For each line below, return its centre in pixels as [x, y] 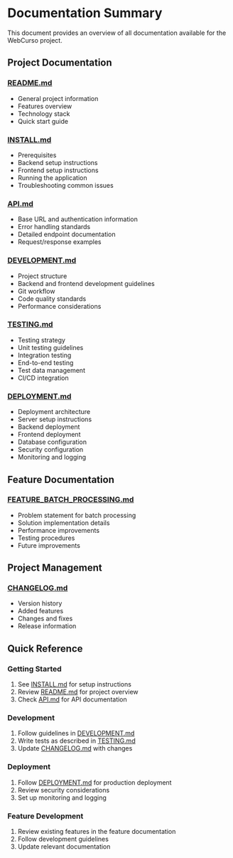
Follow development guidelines [63, 839]
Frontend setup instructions [58, 170]
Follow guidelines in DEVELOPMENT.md [76, 733]
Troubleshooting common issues [65, 185]
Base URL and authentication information [78, 219]
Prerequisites [37, 155]
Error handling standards [54, 227]
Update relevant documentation [64, 847]
